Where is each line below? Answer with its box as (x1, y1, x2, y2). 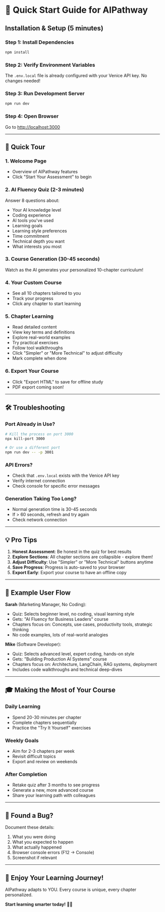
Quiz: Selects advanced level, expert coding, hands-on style (12, 651, 135, 657)
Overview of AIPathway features (12, 169, 78, 175)
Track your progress (12, 296, 54, 302)
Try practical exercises (12, 340, 59, 346)
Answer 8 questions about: (5, 197, 60, 203)
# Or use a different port (5, 445, 60, 450)
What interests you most (12, 243, 62, 249)
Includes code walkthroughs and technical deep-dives (12, 666, 123, 672)
